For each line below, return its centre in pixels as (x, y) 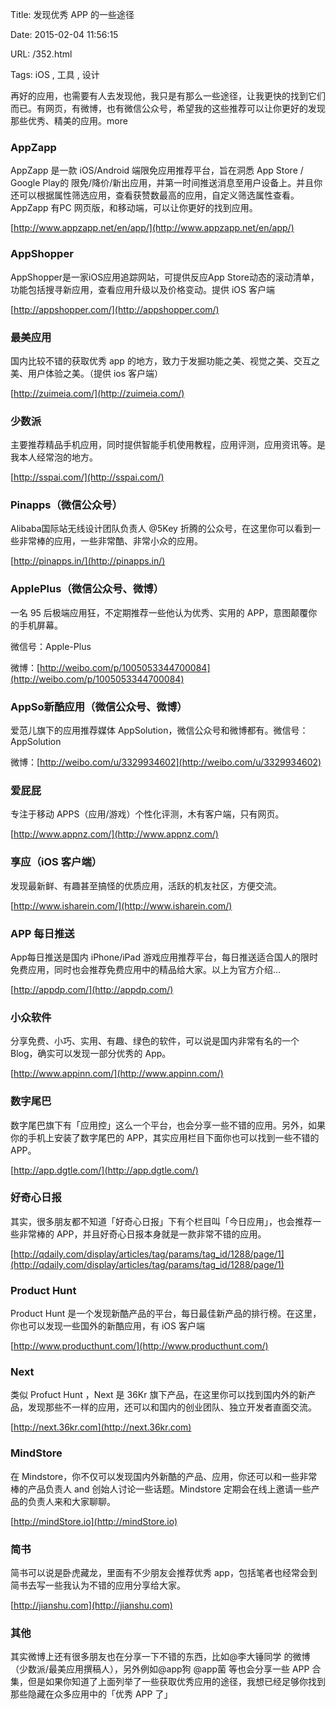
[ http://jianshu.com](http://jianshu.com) (91, 1605)
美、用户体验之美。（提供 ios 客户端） (87, 373)
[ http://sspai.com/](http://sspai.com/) (87, 477)
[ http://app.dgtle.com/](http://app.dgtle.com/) (104, 1170)
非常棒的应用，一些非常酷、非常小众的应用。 (110, 541)
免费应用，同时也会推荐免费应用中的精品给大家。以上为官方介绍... (146, 969)
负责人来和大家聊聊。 (71, 1501)
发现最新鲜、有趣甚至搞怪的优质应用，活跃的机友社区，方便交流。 (146, 885)
